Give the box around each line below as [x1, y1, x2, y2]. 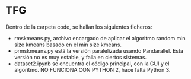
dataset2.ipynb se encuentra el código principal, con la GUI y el [14, 60, 170, 67]
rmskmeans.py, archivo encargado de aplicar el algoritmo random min [14, 34, 186, 42]
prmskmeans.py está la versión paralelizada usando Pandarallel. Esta [14, 47, 183, 54]
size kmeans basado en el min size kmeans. [14, 41, 122, 48]
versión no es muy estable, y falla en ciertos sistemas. [14, 53, 147, 61]
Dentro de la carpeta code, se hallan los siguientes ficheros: [5, 23, 152, 30]
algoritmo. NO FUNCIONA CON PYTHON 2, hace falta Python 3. [14, 66, 171, 73]
